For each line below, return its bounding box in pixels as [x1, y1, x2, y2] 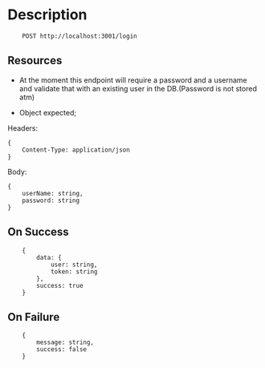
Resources [7, 54, 63, 67]
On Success [7, 225, 69, 239]
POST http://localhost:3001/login [22, 32, 137, 40]
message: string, [36, 338, 94, 346]
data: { [36, 253, 62, 261]
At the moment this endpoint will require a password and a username [18, 75, 248, 85]
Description [7, 6, 88, 24]
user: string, [50, 261, 98, 269]
